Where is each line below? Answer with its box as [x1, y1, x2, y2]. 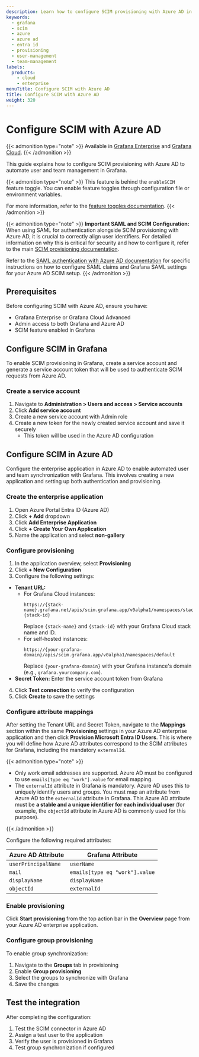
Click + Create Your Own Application [14, 525, 107, 532]
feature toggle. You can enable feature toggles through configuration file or [6, 184, 190, 191]
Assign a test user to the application [14, 1031, 102, 1038]
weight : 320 [6, 97, 36, 103]
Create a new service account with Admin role [14, 413, 128, 420]
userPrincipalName [9, 861, 61, 868]
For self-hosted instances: [23, 635, 88, 642]
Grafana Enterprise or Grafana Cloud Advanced [14, 314, 131, 321]
